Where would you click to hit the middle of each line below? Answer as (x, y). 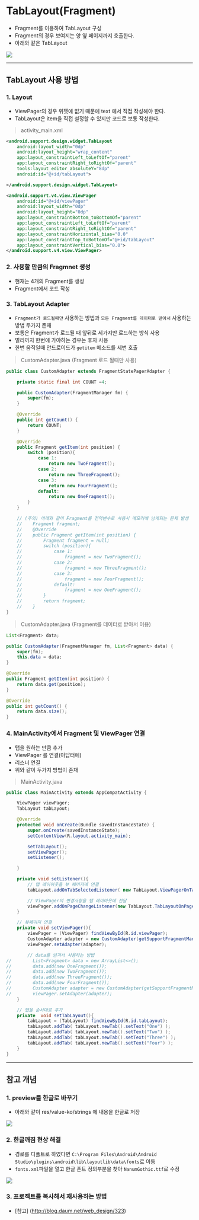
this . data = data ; (39, 657)
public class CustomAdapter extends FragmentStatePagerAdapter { (88, 371)
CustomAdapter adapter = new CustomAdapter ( (83, 939)
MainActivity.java (41, 781)
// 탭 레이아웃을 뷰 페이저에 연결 (63, 884)
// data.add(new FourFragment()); (58, 983)
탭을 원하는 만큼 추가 (38, 748)
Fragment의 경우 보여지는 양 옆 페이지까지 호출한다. (75, 35)
